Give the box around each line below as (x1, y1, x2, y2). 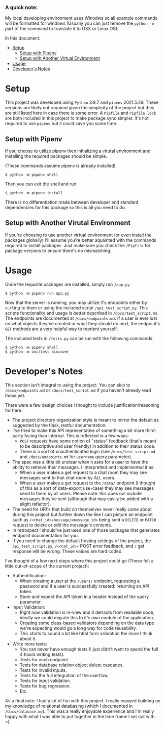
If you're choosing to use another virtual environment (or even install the (5, 232, 152, 238)
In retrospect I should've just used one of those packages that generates (12, 527, 160, 533)
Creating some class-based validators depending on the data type (19, 620, 154, 626)
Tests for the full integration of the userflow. (19, 672, 109, 678)
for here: (5, 407, 23, 413)
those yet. (5, 392, 26, 398)
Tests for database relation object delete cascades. (19, 662, 124, 668)
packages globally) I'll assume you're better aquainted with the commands (5, 237, 157, 243)
